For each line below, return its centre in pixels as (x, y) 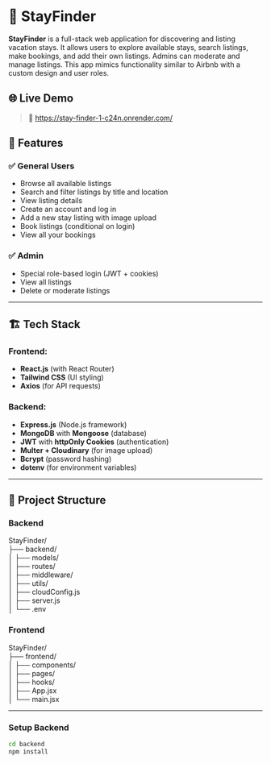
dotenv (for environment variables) (78, 467)
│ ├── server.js (34, 600)
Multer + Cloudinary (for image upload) (86, 450)
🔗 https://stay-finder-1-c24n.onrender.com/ (100, 118)
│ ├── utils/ (28, 583)
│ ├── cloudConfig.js (44, 592)
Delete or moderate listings (65, 290)
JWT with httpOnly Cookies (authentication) (94, 442)
